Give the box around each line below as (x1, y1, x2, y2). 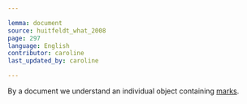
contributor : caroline (7, 50, 84, 58)
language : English (7, 41, 70, 50)
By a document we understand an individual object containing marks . (7, 86, 240, 96)
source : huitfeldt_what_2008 (7, 26, 106, 35)
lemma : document (7, 19, 63, 27)
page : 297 (7, 34, 41, 42)
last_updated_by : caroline (7, 57, 99, 65)
